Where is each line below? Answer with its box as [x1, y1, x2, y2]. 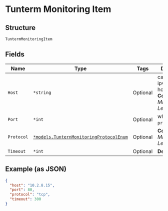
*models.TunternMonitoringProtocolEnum [33, 134, 128, 139]
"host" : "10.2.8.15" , [9, 182, 55, 188]
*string [33, 89, 51, 95]
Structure [5, 23, 36, 32]
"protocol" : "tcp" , [9, 192, 50, 197]
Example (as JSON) [5, 165, 66, 173]
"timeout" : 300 [9, 196, 41, 202]
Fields [5, 50, 25, 58]
